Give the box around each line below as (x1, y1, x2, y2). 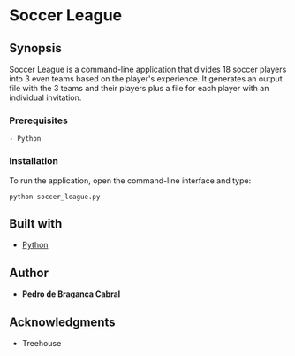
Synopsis (9, 41, 62, 56)
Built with (9, 216, 63, 231)
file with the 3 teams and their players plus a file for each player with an (9, 83, 269, 93)
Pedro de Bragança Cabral (21, 289, 121, 299)
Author (9, 265, 49, 280)
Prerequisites (9, 114, 68, 127)
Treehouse (21, 338, 62, 349)
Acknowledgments (9, 314, 117, 329)
